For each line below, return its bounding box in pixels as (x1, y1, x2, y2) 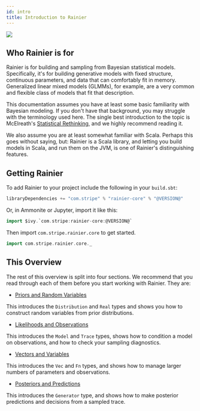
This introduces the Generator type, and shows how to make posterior (6, 391, 178, 399)
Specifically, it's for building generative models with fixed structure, (6, 70, 172, 77)
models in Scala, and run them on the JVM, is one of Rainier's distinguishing (6, 145, 194, 152)
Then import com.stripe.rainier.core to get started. (6, 229, 136, 236)
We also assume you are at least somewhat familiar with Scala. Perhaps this (6, 131, 193, 139)
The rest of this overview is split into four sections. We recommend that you (6, 273, 193, 280)
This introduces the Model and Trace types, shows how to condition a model (6, 332, 193, 340)
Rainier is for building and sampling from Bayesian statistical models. (6, 64, 176, 71)
